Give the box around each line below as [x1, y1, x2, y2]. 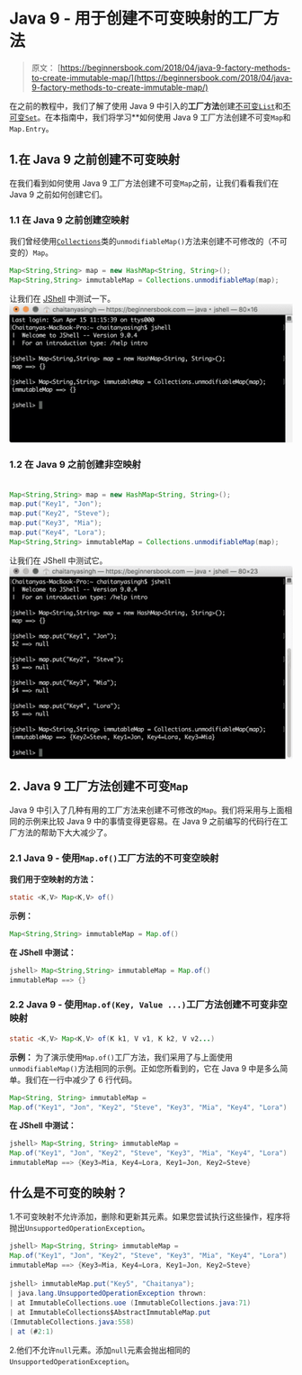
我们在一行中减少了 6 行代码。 [24, 1074, 138, 1085]
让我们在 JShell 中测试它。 [9, 555, 108, 566]
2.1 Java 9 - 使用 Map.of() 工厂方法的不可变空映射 [9, 851, 219, 864]
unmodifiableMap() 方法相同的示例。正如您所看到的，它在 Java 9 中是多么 [9, 1062, 280, 1073]
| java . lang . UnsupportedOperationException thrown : [9, 1289, 207, 1298]
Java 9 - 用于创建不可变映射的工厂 [9, 8, 264, 29]
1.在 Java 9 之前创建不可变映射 [9, 152, 181, 168]
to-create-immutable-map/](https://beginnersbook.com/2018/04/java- [31, 72, 293, 83]
